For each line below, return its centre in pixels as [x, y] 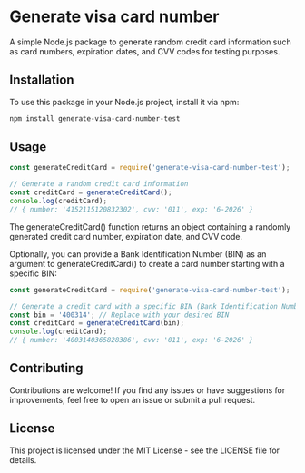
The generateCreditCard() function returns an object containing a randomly [150, 227]
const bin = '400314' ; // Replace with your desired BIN [119, 315]
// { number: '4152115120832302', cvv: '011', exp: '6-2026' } [132, 209]
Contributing [46, 368]
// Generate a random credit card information [99, 184]
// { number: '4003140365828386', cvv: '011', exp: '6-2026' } [132, 340]
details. [23, 459]
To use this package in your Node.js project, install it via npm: [124, 102]
